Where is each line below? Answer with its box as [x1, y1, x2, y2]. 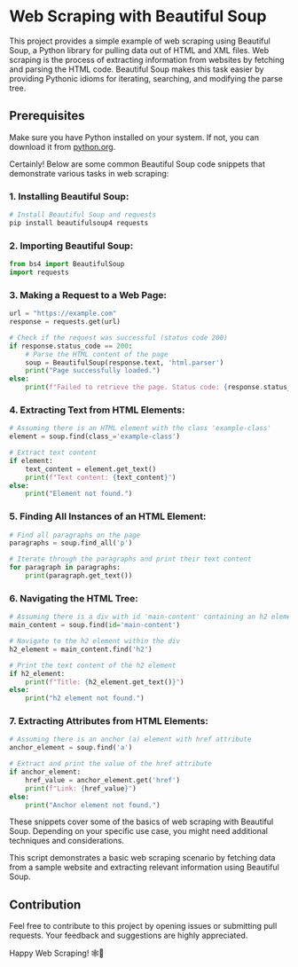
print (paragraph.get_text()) [25, 571, 133, 580]
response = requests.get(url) [9, 318, 122, 326]
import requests [9, 268, 69, 277]
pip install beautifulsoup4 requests [9, 218, 149, 227]
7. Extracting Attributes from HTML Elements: [9, 715, 208, 727]
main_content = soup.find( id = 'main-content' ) [9, 621, 180, 630]
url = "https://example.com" [9, 309, 117, 318]
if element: [9, 456, 53, 465]
